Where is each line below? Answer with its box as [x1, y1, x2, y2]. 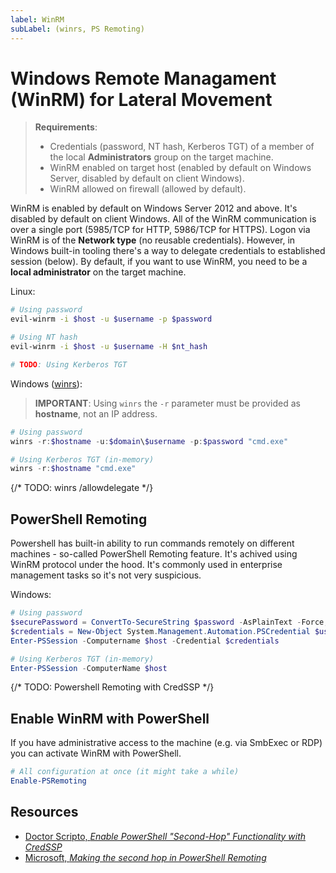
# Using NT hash [10, 332, 78, 343]
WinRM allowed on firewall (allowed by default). [49, 183, 247, 195]
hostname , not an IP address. [34, 407, 158, 420]
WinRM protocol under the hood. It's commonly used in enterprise [10, 559, 283, 571]
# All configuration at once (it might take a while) [10, 767, 240, 777]
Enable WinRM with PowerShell [10, 710, 210, 727]
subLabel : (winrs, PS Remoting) [10, 24, 145, 34]
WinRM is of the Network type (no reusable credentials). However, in [10, 234, 296, 246]
